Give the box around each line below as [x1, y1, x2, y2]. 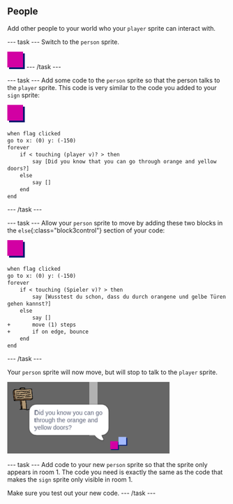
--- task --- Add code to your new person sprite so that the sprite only [7, 460, 208, 468]
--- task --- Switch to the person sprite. [7, 38, 120, 46]
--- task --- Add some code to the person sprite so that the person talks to [7, 76, 220, 84]
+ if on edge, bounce [7, 328, 89, 335]
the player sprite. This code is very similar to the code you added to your [7, 83, 217, 91]
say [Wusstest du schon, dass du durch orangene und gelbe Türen [32, 293, 227, 300]
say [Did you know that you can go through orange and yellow [32, 158, 217, 165]
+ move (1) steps [7, 321, 77, 328]
